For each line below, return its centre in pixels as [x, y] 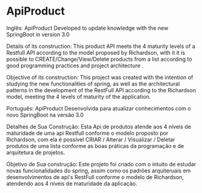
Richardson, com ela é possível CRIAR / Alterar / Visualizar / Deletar [91, 139]
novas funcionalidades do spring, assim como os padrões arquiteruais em [99, 171]
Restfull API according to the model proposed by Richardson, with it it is [96, 52]
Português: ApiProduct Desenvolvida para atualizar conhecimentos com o [99, 108]
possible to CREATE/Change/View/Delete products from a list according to [99, 59]
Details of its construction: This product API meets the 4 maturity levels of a [101, 46]
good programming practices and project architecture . [75, 66]
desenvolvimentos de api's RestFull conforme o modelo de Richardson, [95, 177]
